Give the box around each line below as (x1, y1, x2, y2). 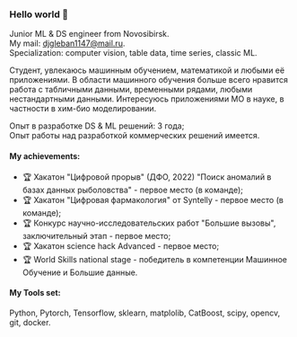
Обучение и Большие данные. (22, 267, 138, 278)
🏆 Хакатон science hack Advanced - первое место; (22, 240, 220, 251)
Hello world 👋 (9, 8, 69, 21)
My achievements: (9, 150, 81, 161)
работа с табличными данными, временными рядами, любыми (9, 84, 253, 95)
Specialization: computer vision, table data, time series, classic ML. (9, 48, 258, 58)
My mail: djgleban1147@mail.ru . (9, 38, 126, 49)
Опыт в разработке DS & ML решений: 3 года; (9, 120, 185, 131)
